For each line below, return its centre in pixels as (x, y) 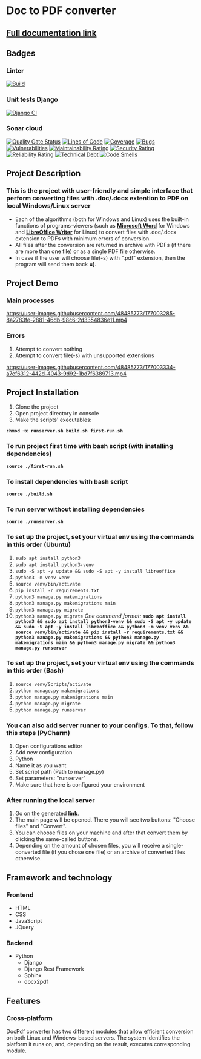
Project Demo (32, 283)
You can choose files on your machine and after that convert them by (101, 833)
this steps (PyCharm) (38, 733)
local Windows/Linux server (48, 206)
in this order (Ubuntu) (39, 544)
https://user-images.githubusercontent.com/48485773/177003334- (91, 367)
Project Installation (43, 392)
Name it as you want (41, 765)
